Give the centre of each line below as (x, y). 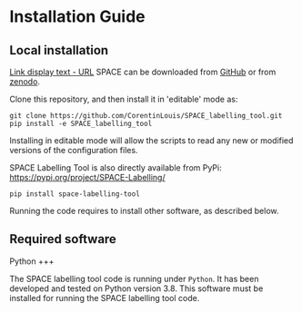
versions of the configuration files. (74, 150)
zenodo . (25, 82)
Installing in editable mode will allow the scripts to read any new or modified (151, 141)
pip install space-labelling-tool (75, 194)
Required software (63, 239)
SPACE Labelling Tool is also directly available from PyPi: (116, 168)
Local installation (59, 50)
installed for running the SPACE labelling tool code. (105, 297)
